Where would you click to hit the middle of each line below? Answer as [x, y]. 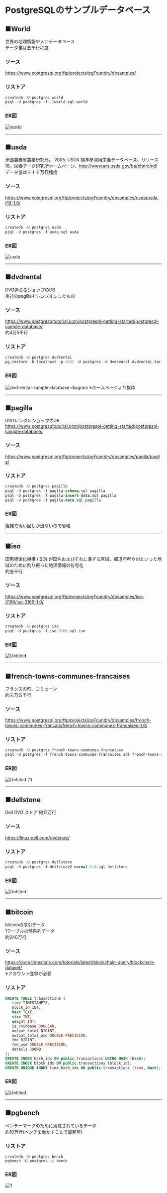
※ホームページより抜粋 [112, 387]
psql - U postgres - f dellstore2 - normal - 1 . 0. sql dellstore [66, 867]
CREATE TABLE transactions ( [35, 998]
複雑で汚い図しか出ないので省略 [38, 525]
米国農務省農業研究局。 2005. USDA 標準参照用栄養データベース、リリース [82, 160]
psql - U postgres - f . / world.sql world [46, 102]
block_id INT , [26, 1008]
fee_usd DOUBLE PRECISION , [40, 1045]
